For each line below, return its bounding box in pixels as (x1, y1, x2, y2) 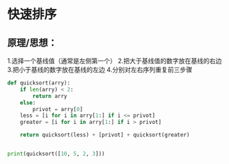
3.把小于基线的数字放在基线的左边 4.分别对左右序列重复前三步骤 (7, 65, 192, 74)
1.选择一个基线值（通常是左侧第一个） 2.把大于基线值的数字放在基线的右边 (7, 57, 223, 65)
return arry (32, 92, 68, 99)
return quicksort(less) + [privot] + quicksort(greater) (20, 132, 190, 139)
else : (20, 99, 37, 106)
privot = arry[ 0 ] (32, 106, 83, 113)
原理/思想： (7, 37, 58, 49)
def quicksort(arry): (7, 80, 71, 87)
